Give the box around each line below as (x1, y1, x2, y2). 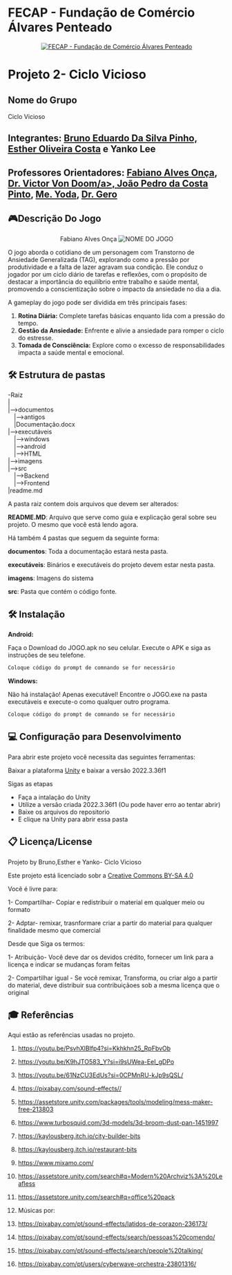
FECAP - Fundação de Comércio (8, 5, 195, 21)
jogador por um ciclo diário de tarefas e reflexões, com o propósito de (8, 270, 207, 278)
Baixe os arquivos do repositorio (17, 808, 110, 816)
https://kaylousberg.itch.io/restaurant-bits (17, 1146, 137, 1154)
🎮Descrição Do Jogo (8, 213, 101, 225)
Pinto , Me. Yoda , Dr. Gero (8, 188, 118, 200)
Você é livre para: (8, 884, 58, 893)
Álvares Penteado (8, 19, 113, 35)
